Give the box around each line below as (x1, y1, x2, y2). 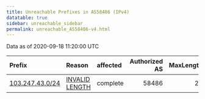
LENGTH (66, 83, 92, 92)
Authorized (129, 57, 164, 66)
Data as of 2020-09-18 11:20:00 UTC (6, 43, 99, 50)
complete (96, 79, 124, 87)
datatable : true (6, 15, 48, 21)
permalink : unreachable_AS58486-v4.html (6, 26, 111, 32)
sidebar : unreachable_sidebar (6, 20, 84, 26)
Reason (66, 61, 88, 70)
